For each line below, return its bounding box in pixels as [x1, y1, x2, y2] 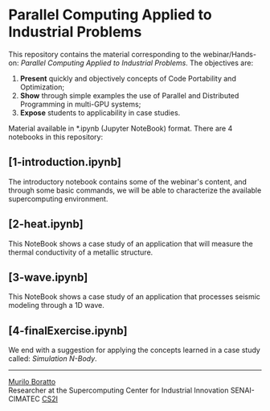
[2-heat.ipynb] [8, 218, 84, 231]
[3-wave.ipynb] [8, 270, 88, 284]
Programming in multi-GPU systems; [19, 99, 141, 109]
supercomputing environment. [8, 193, 108, 203]
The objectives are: [190, 58, 254, 68]
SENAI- [230, 385, 255, 396]
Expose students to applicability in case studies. [19, 107, 181, 118]
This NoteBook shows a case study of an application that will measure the [8, 239, 253, 248]
